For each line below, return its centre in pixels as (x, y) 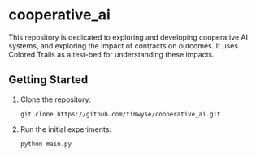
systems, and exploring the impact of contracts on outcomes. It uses (123, 45)
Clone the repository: (56, 99)
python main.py (46, 144)
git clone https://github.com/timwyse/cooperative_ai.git (120, 114)
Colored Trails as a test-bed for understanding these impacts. (112, 54)
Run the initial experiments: (66, 129)
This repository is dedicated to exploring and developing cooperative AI (128, 37)
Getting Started (48, 80)
